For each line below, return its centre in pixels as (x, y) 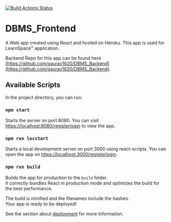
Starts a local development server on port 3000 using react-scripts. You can (86, 149)
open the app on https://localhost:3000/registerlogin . (61, 154)
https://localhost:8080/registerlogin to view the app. (60, 126)
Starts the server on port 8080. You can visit (52, 121)
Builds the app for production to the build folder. (57, 177)
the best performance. (29, 188)
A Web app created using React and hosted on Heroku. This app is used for (85, 42)
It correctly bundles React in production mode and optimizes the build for (82, 183)
